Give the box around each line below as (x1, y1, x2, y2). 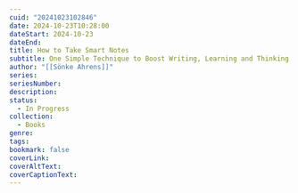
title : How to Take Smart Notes (9, 46, 129, 55)
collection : (9, 112, 54, 121)
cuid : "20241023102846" (9, 12, 98, 22)
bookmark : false (9, 145, 70, 154)
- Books (17, 121, 46, 130)
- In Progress (17, 104, 70, 113)
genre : (9, 129, 34, 138)
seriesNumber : (9, 79, 62, 88)
